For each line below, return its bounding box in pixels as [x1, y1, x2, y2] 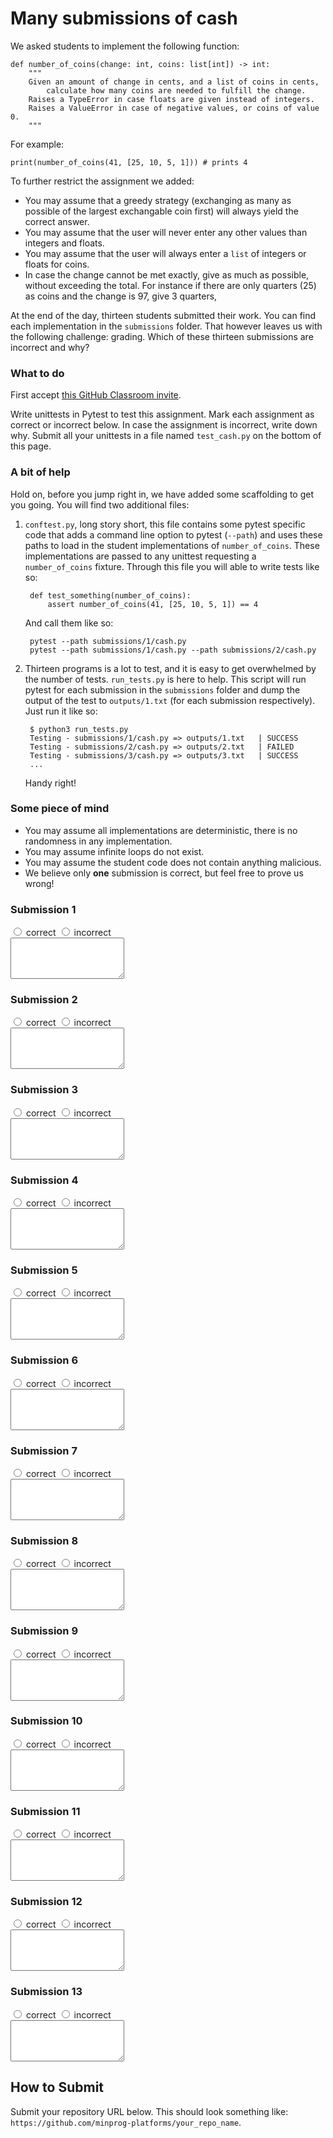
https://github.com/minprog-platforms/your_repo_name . [10, 2116, 242, 2128]
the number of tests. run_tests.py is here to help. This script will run [24, 673, 307, 685]
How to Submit [10, 2079, 105, 2096]
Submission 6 [10, 1353, 79, 1367]
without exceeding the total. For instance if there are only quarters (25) [24, 279, 317, 291]
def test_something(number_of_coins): [29, 590, 192, 601]
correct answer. [24, 215, 90, 227]
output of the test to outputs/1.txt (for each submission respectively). [24, 694, 316, 706]
